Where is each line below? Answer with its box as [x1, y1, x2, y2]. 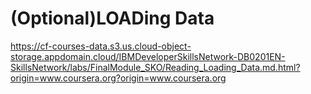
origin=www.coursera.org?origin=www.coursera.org [10, 72, 227, 84]
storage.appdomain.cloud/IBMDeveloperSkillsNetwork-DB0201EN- [10, 50, 286, 62]
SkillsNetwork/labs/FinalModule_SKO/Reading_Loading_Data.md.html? [10, 61, 301, 73]
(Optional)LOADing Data [10, 7, 215, 30]
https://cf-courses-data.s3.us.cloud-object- [10, 40, 192, 52]
